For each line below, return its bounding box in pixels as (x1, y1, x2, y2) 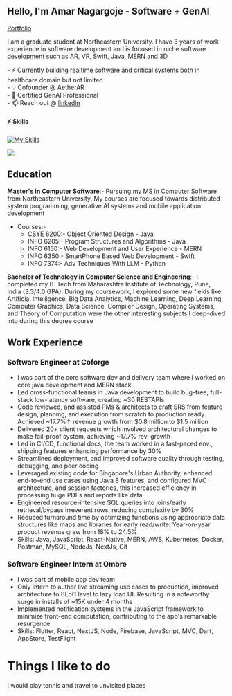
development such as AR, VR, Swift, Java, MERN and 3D (7, 52, 168, 60)
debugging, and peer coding (17, 461, 99, 470)
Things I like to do (7, 659, 111, 674)
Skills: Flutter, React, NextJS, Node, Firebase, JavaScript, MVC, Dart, (17, 626, 213, 635)
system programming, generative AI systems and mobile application (7, 201, 202, 210)
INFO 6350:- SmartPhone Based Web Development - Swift (27, 252, 195, 260)
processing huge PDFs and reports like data (17, 491, 143, 499)
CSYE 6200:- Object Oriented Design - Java (27, 230, 154, 238)
